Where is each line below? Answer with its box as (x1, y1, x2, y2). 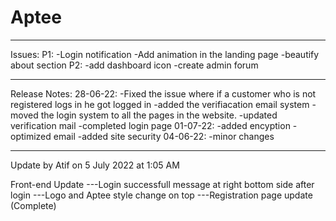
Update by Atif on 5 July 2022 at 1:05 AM (10, 159, 180, 171)
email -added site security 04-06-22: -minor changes (53, 130, 275, 142)
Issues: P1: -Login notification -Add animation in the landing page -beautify (10, 48, 320, 60)
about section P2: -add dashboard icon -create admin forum (10, 59, 259, 71)
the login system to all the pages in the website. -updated (40, 109, 278, 121)
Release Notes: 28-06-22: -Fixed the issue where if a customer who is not (10, 87, 317, 100)
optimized (10, 130, 52, 142)
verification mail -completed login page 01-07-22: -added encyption (10, 119, 291, 131)
